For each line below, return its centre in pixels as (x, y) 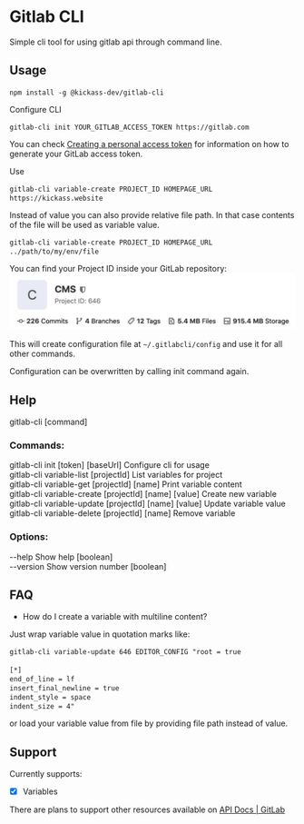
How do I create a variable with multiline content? (115, 617)
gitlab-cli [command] (49, 422)
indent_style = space (50, 698)
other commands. (42, 354)
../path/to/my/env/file (54, 252)
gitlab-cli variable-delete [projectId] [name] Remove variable (123, 513)
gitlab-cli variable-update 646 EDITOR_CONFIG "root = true (126, 652)
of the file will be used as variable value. (85, 224)
